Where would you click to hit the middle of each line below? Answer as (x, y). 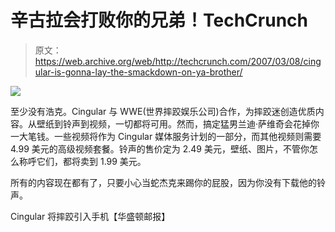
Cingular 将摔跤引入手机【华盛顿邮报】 (90, 216)
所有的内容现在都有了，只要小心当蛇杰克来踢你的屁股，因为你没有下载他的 (163, 182)
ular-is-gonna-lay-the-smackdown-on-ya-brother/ (138, 72)
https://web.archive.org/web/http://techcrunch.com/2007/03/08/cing (178, 61)
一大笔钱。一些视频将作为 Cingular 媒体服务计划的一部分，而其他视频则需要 (166, 136)
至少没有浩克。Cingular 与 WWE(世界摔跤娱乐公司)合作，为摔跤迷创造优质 (163, 111)
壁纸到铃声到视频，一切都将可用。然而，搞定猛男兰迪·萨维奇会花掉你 (178, 123)
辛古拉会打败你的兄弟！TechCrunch (159, 20)
